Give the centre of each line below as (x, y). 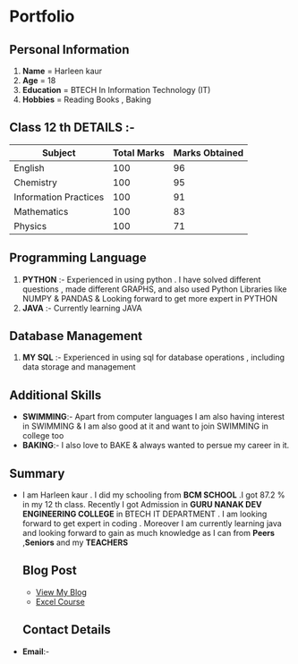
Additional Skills (55, 395)
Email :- (36, 651)
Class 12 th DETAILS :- (72, 128)
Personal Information (69, 50)
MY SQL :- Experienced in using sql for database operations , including (153, 358)
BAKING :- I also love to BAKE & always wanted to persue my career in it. (156, 446)
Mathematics (41, 211)
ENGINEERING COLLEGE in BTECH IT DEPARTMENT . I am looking (145, 514)
